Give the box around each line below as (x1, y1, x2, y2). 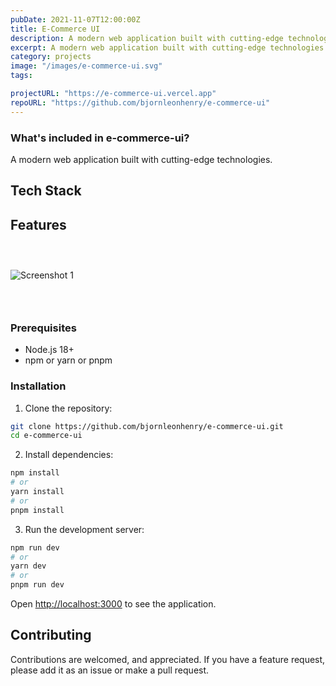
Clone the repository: (24, 402, 113, 414)
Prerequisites (10, 321, 77, 335)
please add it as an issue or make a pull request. (10, 664, 210, 676)
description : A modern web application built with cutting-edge (10, 33, 284, 43)
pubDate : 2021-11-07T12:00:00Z (10, 14, 141, 25)
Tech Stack (10, 182, 82, 200)
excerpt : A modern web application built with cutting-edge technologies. (10, 42, 329, 53)
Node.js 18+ (24, 344, 75, 356)
